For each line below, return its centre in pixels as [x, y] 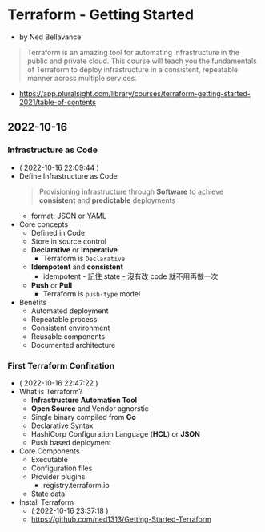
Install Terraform [46, 502]
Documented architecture [73, 345]
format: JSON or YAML [69, 216]
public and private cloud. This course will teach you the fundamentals [142, 61]
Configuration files [62, 468]
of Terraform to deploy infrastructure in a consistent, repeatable [132, 69]
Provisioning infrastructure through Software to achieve [131, 191]
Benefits [33, 302]
